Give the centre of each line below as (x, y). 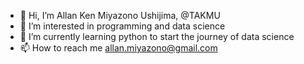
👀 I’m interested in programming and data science (122, 26)
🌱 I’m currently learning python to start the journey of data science (157, 36)
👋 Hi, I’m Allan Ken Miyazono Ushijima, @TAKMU (120, 15)
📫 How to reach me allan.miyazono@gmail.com (118, 48)
